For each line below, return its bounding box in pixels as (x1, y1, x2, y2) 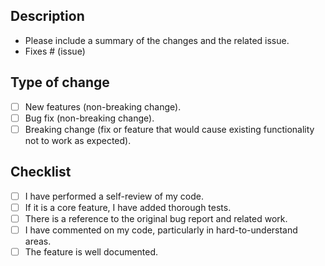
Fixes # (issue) (24, 45, 86, 57)
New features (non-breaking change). (24, 100, 182, 113)
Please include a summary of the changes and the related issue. (24, 34, 290, 46)
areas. (24, 235, 52, 247)
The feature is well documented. (24, 245, 159, 258)
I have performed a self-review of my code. (24, 190, 204, 202)
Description (10, 8, 85, 25)
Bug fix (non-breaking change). (24, 112, 155, 124)
